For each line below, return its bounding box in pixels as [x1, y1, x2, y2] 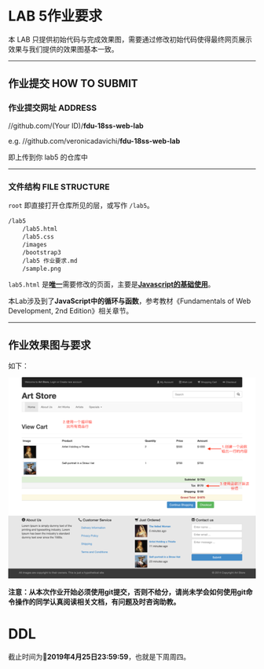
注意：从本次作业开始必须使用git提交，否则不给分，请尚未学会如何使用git [8, 587, 246, 597]
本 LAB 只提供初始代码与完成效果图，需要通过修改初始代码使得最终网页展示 [8, 35, 253, 44]
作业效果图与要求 [8, 338, 91, 352]
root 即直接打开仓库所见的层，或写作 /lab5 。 [8, 200, 155, 210]
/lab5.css [22, 232, 55, 240]
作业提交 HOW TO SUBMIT [8, 77, 139, 90]
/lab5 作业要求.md [22, 257, 78, 265]
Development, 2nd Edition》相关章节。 [8, 305, 134, 315]
